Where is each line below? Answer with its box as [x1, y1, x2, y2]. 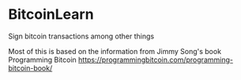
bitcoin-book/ [8, 63, 53, 72]
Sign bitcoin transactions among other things [8, 31, 155, 41]
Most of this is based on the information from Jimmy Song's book [8, 46, 222, 56]
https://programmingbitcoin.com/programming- [77, 55, 233, 64]
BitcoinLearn [8, 5, 94, 24]
